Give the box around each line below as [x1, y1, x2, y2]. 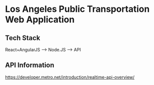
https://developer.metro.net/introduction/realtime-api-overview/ [5, 74, 135, 80]
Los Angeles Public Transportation [5, 3, 150, 15]
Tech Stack [5, 34, 40, 42]
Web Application [5, 14, 75, 25]
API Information [5, 61, 55, 70]
